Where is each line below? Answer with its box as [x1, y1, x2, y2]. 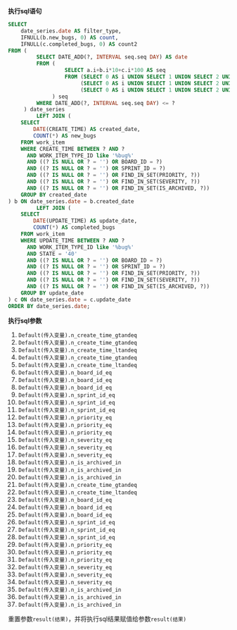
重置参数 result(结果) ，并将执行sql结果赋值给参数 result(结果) [8, 614, 187, 623]
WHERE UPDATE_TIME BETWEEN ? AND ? [20, 237, 125, 244]
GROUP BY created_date [20, 191, 87, 198]
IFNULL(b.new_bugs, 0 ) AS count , [20, 34, 119, 41]
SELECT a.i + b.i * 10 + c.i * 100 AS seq [64, 67, 166, 74]
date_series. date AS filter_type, [20, 27, 122, 35]
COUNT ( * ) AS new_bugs [33, 132, 97, 140]
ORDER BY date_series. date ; [8, 302, 91, 309]
